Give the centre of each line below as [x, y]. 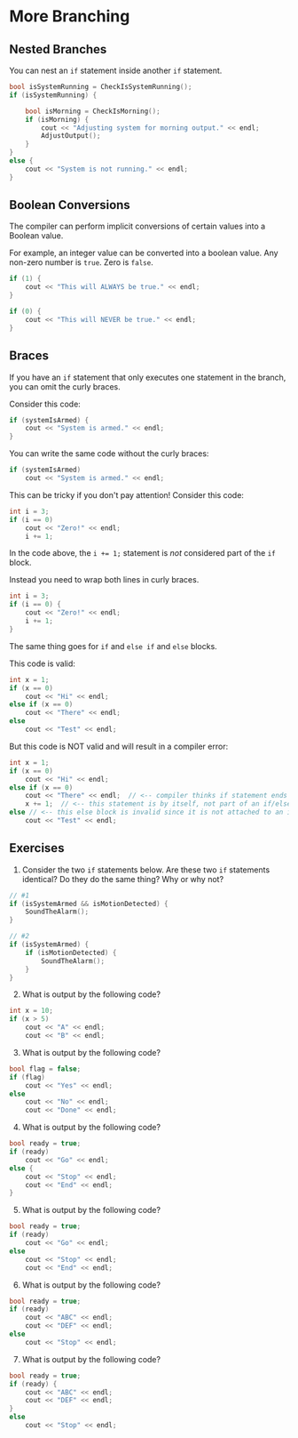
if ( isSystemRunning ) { [53, 95]
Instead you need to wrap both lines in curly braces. [104, 580]
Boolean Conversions [70, 205]
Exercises [37, 848]
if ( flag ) [27, 1077]
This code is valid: [42, 663]
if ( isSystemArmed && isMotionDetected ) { [89, 904]
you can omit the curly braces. [65, 386]
